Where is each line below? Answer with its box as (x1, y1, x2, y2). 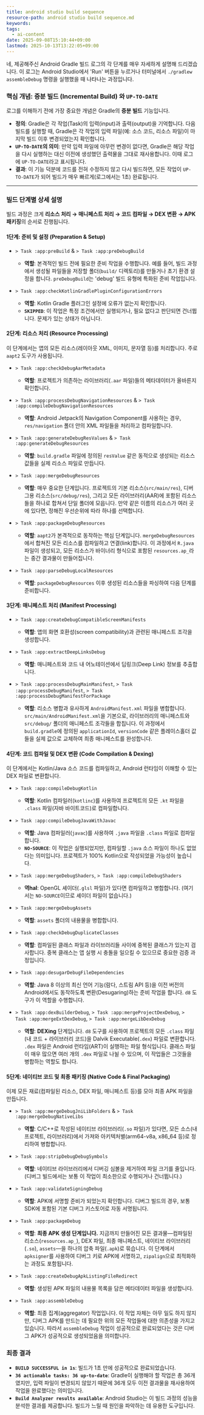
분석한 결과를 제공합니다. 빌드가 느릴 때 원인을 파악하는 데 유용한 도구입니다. (15, 1402, 195, 1409)
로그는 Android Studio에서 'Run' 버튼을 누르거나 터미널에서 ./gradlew (25, 67, 192, 75)
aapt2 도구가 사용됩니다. (6, 352, 64, 359)
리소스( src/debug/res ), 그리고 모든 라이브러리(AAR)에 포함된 (35, 492, 181, 499)
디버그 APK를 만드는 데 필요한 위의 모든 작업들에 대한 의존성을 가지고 (32, 1317, 195, 1324)
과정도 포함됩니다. (30, 1260, 73, 1267)
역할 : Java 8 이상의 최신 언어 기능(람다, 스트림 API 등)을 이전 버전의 (24, 981, 184, 988)
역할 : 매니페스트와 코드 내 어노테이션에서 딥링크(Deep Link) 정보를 (24, 661, 182, 668)
